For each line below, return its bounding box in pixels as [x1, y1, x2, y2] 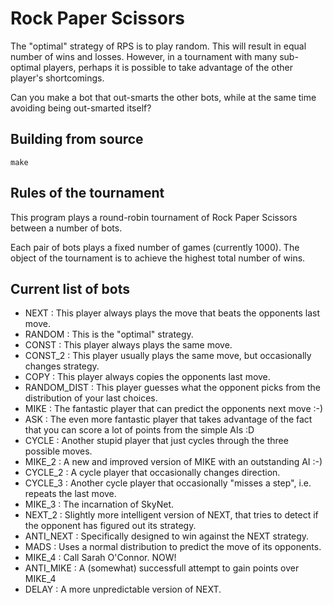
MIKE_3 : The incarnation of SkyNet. [24, 498, 175, 511]
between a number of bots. [10, 222, 123, 234]
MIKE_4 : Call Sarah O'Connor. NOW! [24, 552, 177, 564]
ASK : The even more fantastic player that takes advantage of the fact [24, 413, 313, 426]
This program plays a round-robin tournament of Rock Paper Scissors [10, 211, 298, 223]
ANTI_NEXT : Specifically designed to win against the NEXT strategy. [24, 530, 310, 542]
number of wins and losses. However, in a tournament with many [10, 50, 278, 62]
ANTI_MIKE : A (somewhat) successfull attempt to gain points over [24, 562, 300, 574]
